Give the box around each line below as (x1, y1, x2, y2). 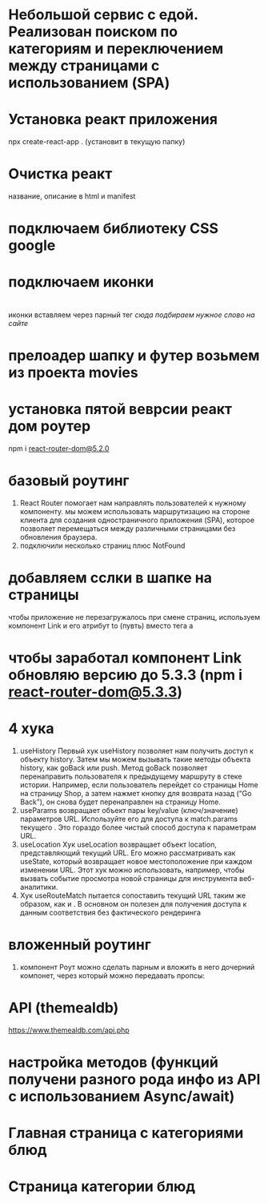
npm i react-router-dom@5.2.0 (8, 443, 110, 453)
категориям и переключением (8, 40, 224, 58)
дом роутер (8, 417, 91, 435)
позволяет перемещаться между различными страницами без (19, 523, 236, 533)
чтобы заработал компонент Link (8, 649, 242, 666)
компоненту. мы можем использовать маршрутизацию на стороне (19, 506, 250, 516)
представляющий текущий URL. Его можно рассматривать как (19, 847, 236, 858)
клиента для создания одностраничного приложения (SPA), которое (19, 515, 254, 525)
